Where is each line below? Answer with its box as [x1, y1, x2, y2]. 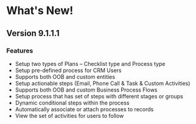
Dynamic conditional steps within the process [15, 99, 130, 106]
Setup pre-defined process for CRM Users [15, 67, 122, 74]
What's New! [6, 4, 74, 18]
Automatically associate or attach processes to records [15, 105, 154, 113]
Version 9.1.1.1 [6, 28, 60, 38]
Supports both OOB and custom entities [15, 73, 116, 80]
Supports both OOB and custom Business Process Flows [15, 86, 158, 93]
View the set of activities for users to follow [15, 112, 124, 119]
